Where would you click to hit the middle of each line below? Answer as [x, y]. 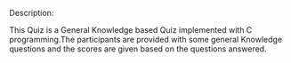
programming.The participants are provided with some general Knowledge [146, 39]
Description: [32, 13]
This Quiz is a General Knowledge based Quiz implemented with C [131, 30]
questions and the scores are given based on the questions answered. [138, 49]
